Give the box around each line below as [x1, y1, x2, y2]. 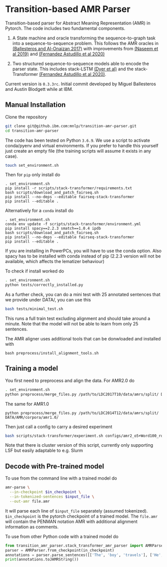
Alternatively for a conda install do [5, 208, 74, 214]
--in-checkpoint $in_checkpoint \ [9, 490, 81, 495]
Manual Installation [5, 101, 66, 109]
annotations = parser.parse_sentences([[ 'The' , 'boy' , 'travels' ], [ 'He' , [5, 553, 164, 558]
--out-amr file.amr [9, 499, 50, 504]
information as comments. [5, 524, 59, 530]
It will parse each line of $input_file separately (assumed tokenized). [5, 508, 148, 514]
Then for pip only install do [5, 172, 61, 178]
